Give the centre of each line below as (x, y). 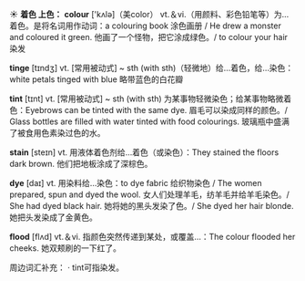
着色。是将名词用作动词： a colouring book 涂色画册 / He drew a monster (146, 26)
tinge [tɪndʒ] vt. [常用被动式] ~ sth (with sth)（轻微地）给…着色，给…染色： (152, 68)
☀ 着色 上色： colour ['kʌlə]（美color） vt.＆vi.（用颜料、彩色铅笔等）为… (149, 14)
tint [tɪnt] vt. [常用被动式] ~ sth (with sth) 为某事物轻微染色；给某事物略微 (147, 99)
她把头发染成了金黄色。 (53, 217)
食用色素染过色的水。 (65, 133)
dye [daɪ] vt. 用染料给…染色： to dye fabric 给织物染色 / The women (136, 183)
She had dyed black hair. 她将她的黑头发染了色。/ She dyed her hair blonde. (152, 206)
